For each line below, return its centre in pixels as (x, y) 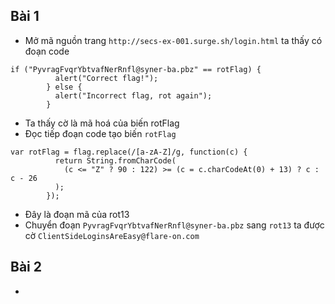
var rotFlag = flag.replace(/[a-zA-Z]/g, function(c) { (129, 152)
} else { (64, 87)
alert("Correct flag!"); (106, 78)
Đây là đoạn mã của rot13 (77, 214)
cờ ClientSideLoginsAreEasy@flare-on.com (112, 235)
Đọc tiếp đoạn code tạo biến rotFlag (100, 133)
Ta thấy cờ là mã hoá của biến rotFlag (102, 123)
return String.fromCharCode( (115, 160)
